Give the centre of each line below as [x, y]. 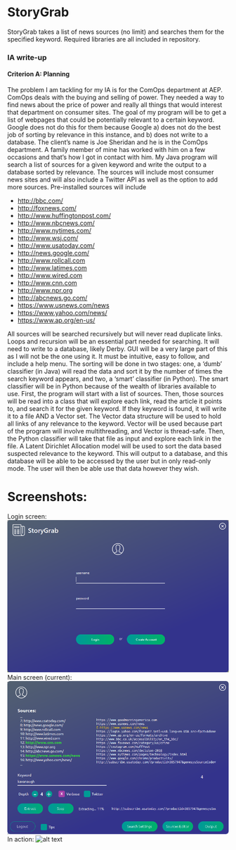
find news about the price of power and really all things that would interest [115, 105]
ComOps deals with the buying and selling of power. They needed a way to [116, 97]
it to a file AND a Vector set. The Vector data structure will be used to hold [114, 417]
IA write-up [27, 57]
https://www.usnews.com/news [64, 305]
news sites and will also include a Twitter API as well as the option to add [113, 179]
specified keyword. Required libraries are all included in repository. [104, 39]
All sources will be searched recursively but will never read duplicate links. [115, 334]
